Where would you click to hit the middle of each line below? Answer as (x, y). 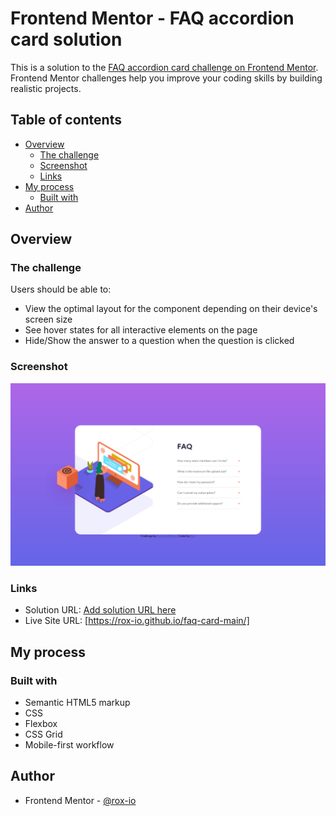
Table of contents (66, 120)
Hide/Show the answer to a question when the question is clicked (159, 341)
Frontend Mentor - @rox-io (80, 800)
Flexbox (41, 724)
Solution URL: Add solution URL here (100, 610)
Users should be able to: (61, 289)
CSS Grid (43, 734)
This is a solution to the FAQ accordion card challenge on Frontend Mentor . (164, 67)
